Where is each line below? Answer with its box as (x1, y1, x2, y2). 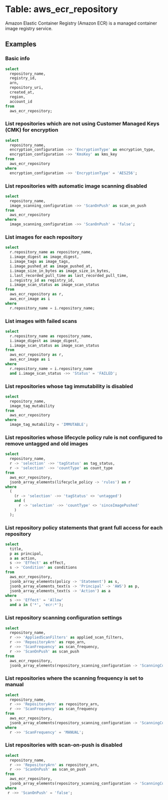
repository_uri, (9, 85, 43, 90)
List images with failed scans (5, 317, 77, 325)
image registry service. (5, 25, 53, 31)
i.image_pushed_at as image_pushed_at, (9, 263, 93, 269)
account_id (9, 99, 32, 104)
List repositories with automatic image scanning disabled (5, 182, 147, 189)
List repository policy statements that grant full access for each (5, 524, 163, 531)
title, (9, 546, 23, 551)
